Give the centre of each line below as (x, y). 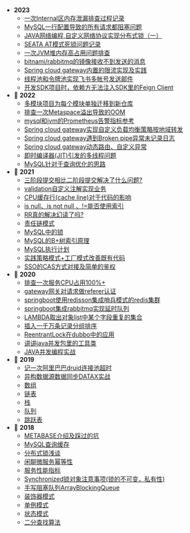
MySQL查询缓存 (47, 444)
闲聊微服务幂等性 (48, 462)
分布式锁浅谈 (42, 453)
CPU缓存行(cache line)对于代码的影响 (77, 197)
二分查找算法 (42, 522)
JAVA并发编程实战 (50, 352)
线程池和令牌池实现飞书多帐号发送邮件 (78, 79)
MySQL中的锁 (44, 232)
